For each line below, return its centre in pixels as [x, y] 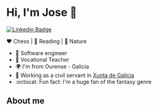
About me [25, 101]
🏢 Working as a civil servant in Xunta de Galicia [75, 75]
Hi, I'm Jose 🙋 [42, 13]
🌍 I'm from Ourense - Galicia [52, 66]
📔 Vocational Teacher [42, 59]
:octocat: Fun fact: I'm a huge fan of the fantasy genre [83, 81]
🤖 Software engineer [41, 53]
